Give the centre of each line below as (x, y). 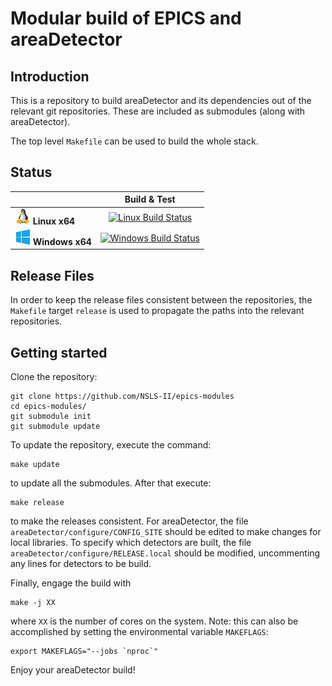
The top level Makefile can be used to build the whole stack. (134, 141)
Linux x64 (54, 221)
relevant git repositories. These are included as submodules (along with (158, 111)
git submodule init (51, 416)
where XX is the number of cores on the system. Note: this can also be (154, 621)
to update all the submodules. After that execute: (111, 483)
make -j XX (33, 602)
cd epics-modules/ (48, 406)
